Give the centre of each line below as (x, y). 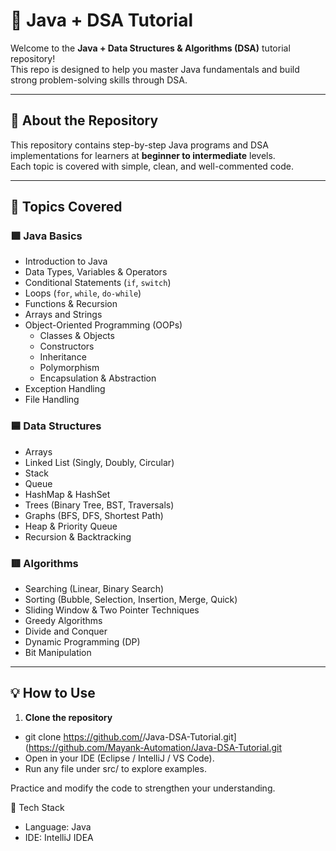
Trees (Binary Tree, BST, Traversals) (99, 505)
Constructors (67, 346)
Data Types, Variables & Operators (96, 272)
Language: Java (58, 826)
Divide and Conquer (66, 631)
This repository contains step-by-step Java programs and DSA (139, 145)
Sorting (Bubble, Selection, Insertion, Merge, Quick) (131, 600)
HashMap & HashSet (67, 494)
